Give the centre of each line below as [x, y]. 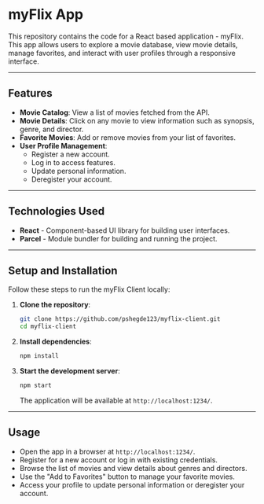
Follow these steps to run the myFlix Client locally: [89, 289]
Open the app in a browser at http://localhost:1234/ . [107, 451]
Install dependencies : [55, 342]
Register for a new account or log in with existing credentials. [119, 460]
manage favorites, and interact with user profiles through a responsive [122, 53]
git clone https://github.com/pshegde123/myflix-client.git [120, 319]
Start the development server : [70, 371]
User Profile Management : [63, 145]
